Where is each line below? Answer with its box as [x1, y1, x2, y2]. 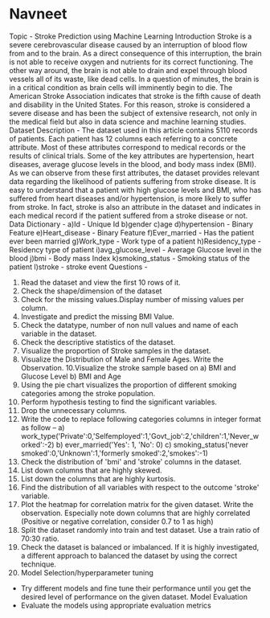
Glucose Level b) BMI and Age [20, 371, 121, 381]
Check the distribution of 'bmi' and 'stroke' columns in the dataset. [20, 456, 242, 466]
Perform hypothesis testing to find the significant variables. [20, 397, 218, 407]
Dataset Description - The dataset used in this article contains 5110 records [9, 125, 258, 135]
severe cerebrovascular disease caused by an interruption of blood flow [9, 39, 247, 49]
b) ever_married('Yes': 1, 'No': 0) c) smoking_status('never [55, 440, 248, 449]
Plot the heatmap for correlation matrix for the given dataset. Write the [20, 499, 254, 509]
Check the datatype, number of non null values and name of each [20, 320, 239, 329]
